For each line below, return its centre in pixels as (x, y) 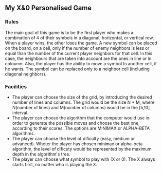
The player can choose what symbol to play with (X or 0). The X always (83, 159)
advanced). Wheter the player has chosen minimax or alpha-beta (77, 144)
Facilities (16, 86)
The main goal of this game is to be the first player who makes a (69, 32)
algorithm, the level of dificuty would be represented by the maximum (82, 149)
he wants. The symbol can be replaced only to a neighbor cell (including (77, 69)
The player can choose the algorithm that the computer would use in (81, 118)
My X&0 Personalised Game (48, 8)
